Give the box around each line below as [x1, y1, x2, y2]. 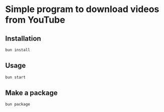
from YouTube [5, 14, 65, 26]
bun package [5, 102, 30, 107]
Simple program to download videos [5, 4, 159, 15]
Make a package [5, 88, 58, 97]
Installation [5, 34, 41, 43]
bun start [5, 74, 26, 80]
